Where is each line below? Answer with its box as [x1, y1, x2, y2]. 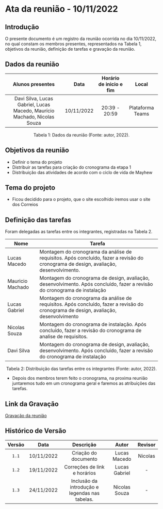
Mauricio [7, 278, 28, 285]
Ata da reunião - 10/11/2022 [5, 3, 118, 15]
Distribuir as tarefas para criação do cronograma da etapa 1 [12, 164, 131, 170]
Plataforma [129, 104, 154, 111]
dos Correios [12, 201, 38, 208]
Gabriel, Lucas [17, 101, 50, 108]
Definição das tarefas [5, 215, 71, 224]
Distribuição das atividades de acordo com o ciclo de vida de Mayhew [12, 169, 153, 175]
